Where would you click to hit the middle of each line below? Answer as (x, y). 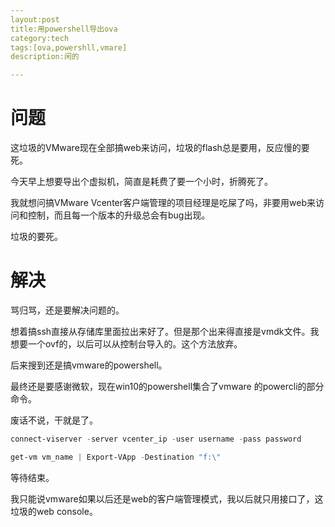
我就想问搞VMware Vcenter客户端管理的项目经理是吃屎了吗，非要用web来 (163, 203)
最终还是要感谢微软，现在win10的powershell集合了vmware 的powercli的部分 (167, 386)
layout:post (35, 19)
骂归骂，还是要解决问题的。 (67, 310)
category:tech (40, 38)
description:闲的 (45, 57)
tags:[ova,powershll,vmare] (69, 47)
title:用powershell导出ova (64, 29)
